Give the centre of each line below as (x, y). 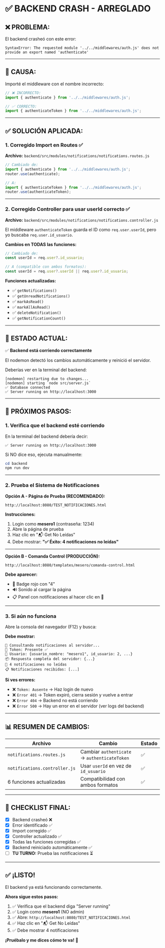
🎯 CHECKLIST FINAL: (38, 808)
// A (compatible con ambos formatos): (46, 267)
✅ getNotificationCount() (39, 318)
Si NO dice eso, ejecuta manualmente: (44, 455)
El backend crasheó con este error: (41, 39)
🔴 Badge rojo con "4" (34, 584)
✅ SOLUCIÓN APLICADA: (44, 131)
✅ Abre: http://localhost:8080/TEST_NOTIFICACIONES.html (71, 917)
